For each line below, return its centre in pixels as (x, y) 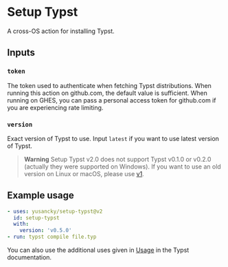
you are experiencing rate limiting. (55, 107)
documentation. (30, 257)
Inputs (21, 53)
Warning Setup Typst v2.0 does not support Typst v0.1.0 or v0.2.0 (117, 159)
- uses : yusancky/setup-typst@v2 (55, 211)
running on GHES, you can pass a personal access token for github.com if (112, 100)
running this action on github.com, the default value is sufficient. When (107, 93)
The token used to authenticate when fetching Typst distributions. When (109, 85)
